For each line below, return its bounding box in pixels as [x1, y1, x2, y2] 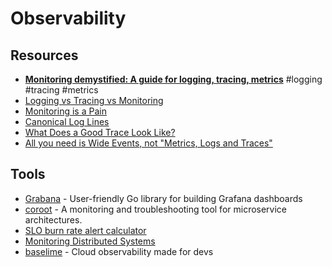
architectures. [24, 213, 83, 226]
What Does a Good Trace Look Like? [24, 127, 176, 138]
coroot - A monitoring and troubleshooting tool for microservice [24, 203, 288, 215]
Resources [10, 47, 79, 64]
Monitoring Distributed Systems [24, 235, 156, 247]
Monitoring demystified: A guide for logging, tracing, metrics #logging [24, 73, 323, 85]
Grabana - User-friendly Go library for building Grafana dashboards [24, 192, 303, 204]
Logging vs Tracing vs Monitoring [24, 95, 164, 106]
